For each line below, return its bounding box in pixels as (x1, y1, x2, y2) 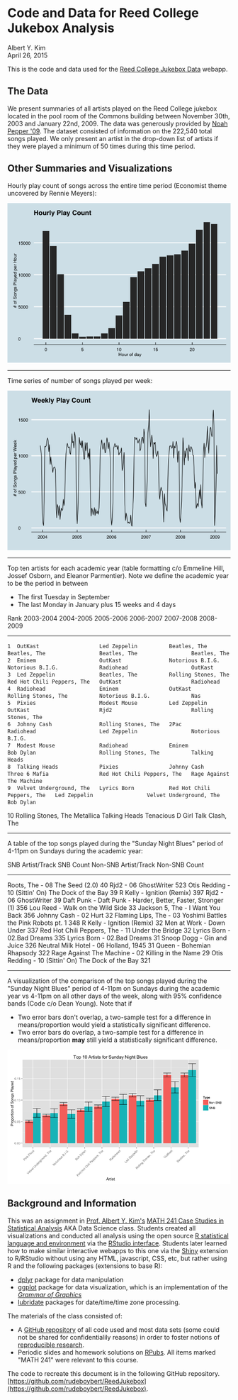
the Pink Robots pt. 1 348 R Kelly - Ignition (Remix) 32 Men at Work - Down (7, 918, 225, 927)
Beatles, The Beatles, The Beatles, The (7, 650, 230, 657)
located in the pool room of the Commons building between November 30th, (7, 111, 230, 120)
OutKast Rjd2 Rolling (7, 706, 214, 713)
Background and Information (7, 1197, 137, 1210)
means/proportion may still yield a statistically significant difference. (17, 1035, 217, 1044)
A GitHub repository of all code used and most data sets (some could (17, 1325, 220, 1334)
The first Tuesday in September (17, 592, 110, 601)
